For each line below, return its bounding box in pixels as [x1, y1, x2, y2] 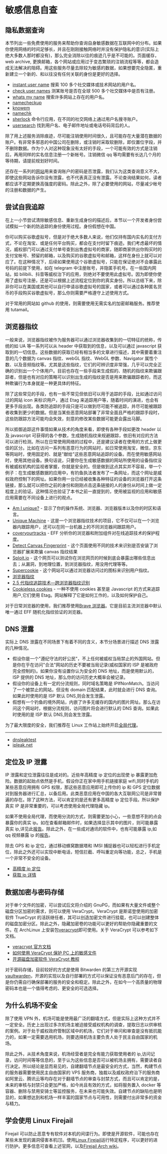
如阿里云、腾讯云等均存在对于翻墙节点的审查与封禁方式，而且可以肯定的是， [5, 1075, 162, 1081]
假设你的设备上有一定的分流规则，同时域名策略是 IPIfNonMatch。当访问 [12, 681, 160, 687]
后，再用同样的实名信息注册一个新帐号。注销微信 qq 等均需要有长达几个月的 [5, 152, 162, 157]
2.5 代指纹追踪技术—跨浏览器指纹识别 [12, 580, 90, 586]
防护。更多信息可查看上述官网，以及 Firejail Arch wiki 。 [9, 1143, 122, 1149]
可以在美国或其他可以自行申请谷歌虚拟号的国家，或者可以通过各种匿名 [13, 283, 158, 289]
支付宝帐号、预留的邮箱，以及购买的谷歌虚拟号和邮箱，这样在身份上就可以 [5, 252, 158, 259]
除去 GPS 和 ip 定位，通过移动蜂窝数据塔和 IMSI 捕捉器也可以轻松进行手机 [5, 843, 157, 849]
